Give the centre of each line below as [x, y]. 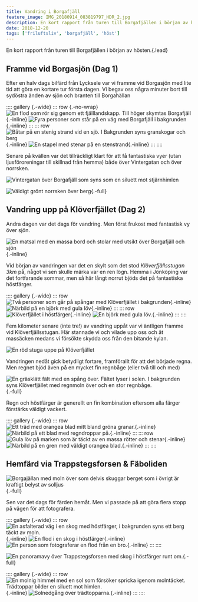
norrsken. [18, 168]
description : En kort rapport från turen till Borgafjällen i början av [97, 22]
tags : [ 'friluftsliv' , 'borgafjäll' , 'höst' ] [63, 34]
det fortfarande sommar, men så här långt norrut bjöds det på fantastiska [95, 278]
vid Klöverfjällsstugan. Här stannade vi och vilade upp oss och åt [85, 332]
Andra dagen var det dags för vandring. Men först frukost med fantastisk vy [98, 224]
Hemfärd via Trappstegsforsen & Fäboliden [87, 464]
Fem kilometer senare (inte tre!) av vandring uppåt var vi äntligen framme [95, 326]
